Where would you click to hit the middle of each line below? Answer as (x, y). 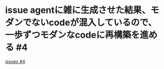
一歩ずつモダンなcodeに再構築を (73, 35)
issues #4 (15, 61)
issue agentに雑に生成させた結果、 (78, 10)
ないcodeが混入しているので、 (94, 23)
